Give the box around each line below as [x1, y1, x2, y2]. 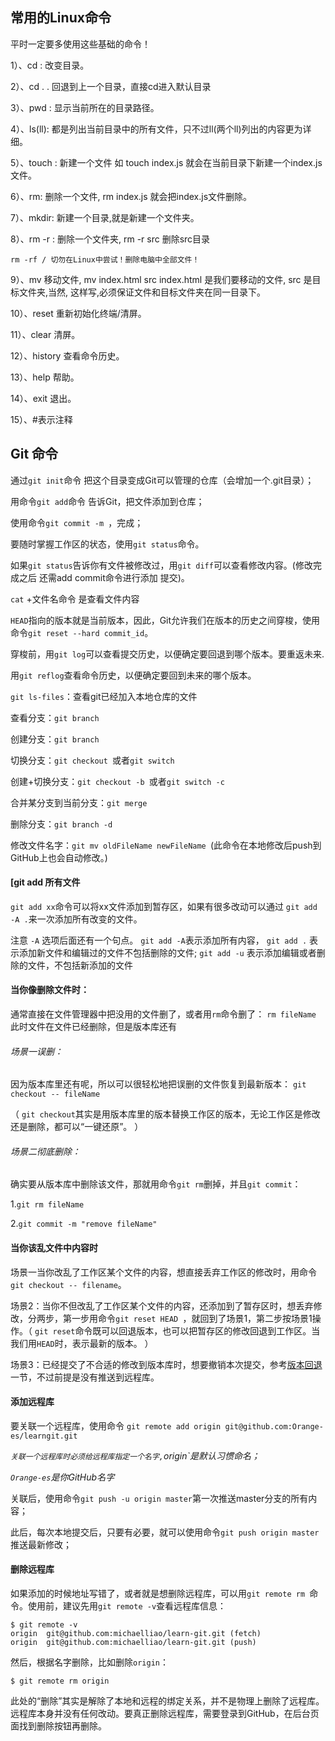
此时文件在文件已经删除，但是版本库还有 [10, 1021, 177, 1033]
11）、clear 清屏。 [10, 328, 81, 340]
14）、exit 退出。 [10, 392, 77, 404]
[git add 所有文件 [10, 876, 81, 888]
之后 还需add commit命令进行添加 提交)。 [18, 571, 190, 583]
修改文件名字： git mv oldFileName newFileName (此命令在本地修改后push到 [10, 839, 322, 851]
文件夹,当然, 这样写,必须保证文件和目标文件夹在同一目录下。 [18, 286, 267, 298]
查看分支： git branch [10, 711, 100, 723]
